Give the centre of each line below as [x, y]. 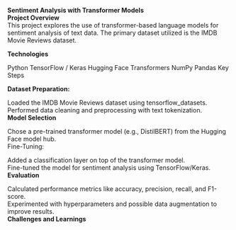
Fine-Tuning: [26, 146]
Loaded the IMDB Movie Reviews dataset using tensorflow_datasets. [107, 103]
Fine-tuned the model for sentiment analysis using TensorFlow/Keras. [109, 168]
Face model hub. [32, 139]
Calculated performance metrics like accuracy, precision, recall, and [107, 189]
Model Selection [32, 117]
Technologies [28, 54]
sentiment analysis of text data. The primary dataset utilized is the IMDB [112, 33]
